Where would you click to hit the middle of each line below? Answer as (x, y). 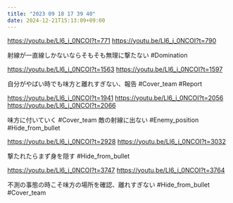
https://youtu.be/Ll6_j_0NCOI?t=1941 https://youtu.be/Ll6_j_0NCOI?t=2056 (115, 98)
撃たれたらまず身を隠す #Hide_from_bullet (69, 156)
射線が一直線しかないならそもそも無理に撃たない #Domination (97, 55)
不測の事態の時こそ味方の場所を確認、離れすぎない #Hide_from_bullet (108, 185)
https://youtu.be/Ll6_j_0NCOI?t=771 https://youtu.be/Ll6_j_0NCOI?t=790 (112, 40)
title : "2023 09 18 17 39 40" (52, 14)
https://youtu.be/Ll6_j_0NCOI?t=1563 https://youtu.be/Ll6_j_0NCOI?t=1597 (115, 69)
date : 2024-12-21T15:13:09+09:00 (56, 20)
